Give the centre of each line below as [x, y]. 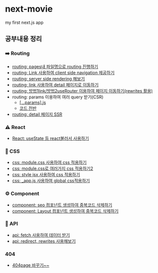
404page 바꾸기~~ [31, 265]
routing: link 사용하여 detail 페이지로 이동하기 [55, 85]
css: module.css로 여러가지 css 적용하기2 [53, 168]
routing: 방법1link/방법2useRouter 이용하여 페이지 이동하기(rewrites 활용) [82, 91]
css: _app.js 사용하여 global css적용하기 [51, 181]
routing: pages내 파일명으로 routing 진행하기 [55, 66]
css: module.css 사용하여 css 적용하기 [49, 163]
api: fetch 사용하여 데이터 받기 [41, 235]
